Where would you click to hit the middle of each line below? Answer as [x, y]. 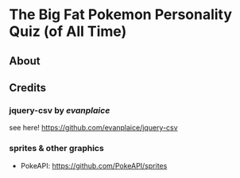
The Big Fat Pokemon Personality [121, 15]
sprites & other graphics [56, 149]
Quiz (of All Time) [68, 31]
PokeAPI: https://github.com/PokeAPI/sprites [94, 165]
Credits [28, 88]
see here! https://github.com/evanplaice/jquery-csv [93, 128]
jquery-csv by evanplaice [60, 110]
